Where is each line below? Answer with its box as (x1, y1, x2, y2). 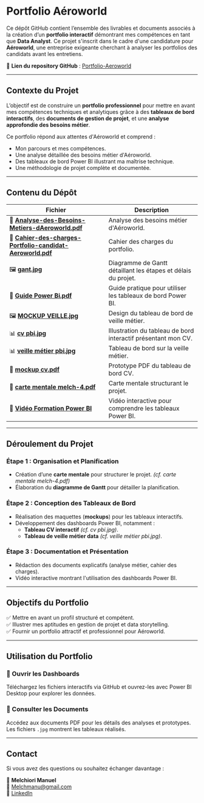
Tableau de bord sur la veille (108, 344, 189, 352)
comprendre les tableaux (108, 404, 180, 412)
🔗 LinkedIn (6, 790, 33, 797)
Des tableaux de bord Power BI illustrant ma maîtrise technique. (15, 157, 174, 165)
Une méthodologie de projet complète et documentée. (15, 164, 151, 171)
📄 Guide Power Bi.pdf (9, 291, 72, 300)
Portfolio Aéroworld (6, 4, 107, 18)
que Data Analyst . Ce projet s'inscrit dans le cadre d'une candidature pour (6, 37, 194, 44)
